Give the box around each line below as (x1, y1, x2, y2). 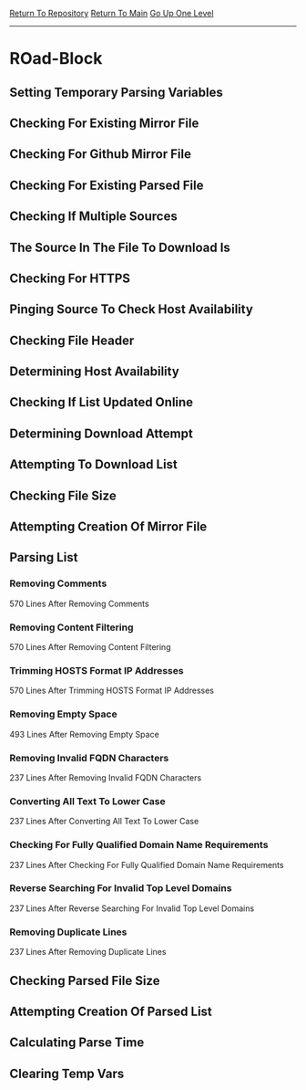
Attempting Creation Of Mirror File (9, 519, 208, 535)
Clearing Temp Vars (9, 1065, 125, 1081)
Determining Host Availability (9, 364, 179, 380)
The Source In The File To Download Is (9, 239, 230, 255)
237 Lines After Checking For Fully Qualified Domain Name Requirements (9, 859, 284, 870)
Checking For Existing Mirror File (9, 115, 199, 131)
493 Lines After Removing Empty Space (9, 728, 159, 739)
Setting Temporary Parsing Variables (9, 84, 223, 100)
